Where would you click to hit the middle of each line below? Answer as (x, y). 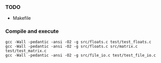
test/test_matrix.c (26, 51)
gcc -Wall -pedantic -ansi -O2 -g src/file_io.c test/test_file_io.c (81, 55)
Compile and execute (32, 31)
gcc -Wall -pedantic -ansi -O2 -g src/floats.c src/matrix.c (72, 46)
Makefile (22, 18)
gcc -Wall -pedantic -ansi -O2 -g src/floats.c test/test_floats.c (78, 42)
